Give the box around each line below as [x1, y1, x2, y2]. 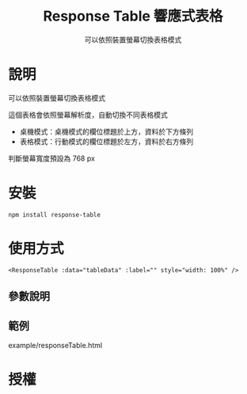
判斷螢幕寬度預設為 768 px [8, 153, 95, 163]
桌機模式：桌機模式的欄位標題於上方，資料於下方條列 [19, 127, 194, 136]
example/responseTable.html [8, 340, 103, 350]
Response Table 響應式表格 [43, 7, 223, 25]
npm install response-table [8, 210, 101, 218]
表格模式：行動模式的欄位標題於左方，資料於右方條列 [19, 136, 194, 146]
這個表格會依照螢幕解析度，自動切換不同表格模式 [8, 110, 168, 119]
